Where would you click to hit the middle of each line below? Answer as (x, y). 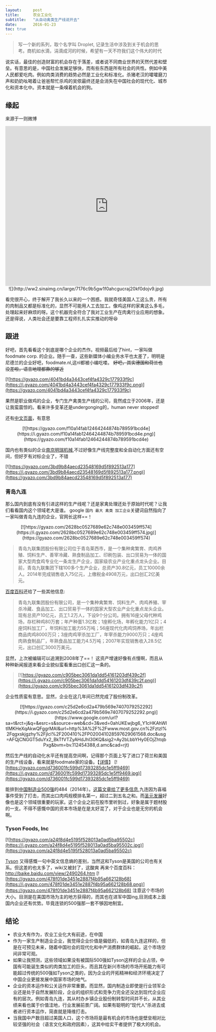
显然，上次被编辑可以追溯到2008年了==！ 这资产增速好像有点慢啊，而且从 (84, 659)
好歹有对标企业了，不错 (43, 456)
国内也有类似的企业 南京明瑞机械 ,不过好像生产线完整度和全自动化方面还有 (83, 449)
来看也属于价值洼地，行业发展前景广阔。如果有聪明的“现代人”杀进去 (89, 1005)
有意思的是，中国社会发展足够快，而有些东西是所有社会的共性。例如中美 (91, 68)
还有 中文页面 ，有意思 (28, 418)
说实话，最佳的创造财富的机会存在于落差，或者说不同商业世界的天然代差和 (84, 62)
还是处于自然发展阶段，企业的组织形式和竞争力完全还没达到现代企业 (89, 992)
